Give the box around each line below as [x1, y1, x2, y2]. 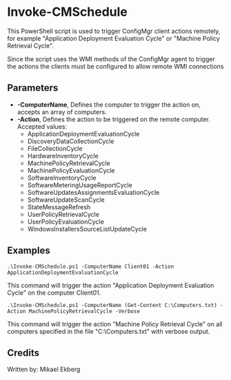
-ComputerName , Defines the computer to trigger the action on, [17, 101, 201, 109]
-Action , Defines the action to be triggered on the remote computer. [17, 115, 210, 123]
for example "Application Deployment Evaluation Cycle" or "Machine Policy [7, 34, 221, 42]
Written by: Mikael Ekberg [7, 366, 81, 374]
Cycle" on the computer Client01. [7, 288, 101, 297]
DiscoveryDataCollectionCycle [27, 137, 114, 145]
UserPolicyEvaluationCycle [27, 218, 105, 226]
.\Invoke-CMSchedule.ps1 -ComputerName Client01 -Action [7, 263, 174, 270]
